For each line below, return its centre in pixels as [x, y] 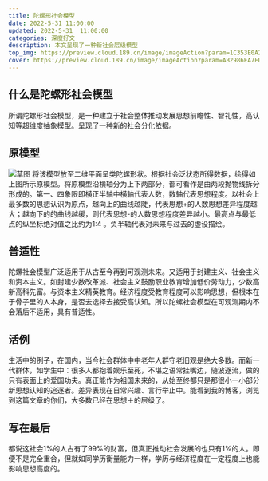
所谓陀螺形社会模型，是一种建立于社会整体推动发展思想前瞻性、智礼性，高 [130, 115]
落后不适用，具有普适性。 [57, 312]
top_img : [23, 53]
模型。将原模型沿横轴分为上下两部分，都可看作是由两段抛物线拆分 [151, 184]
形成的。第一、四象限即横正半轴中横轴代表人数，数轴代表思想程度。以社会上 [134, 193]
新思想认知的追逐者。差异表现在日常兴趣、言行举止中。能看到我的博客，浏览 [134, 390]
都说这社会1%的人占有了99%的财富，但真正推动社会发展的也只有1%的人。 [130, 448]
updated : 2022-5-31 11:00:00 [59, 30]
